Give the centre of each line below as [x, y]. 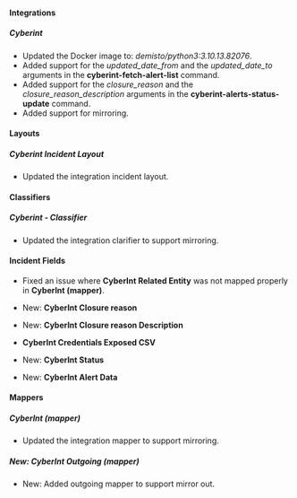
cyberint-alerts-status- [235, 93]
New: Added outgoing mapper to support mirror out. [119, 484]
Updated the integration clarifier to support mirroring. [120, 240]
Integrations [33, 13]
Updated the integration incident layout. [95, 177]
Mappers [26, 398]
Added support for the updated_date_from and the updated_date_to [147, 65]
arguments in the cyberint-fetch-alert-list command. [121, 74]
